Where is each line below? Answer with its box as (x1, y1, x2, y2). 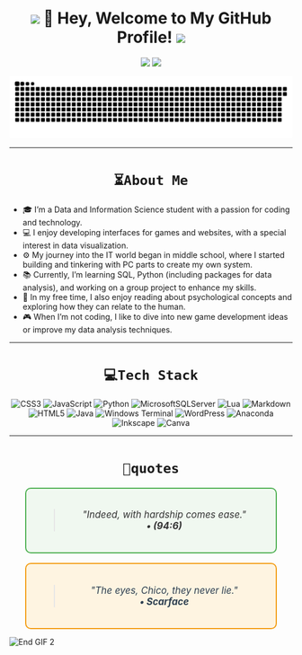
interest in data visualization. (22, 240, 129, 251)
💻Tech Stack (103, 367, 199, 384)
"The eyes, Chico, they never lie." (90, 584, 238, 597)
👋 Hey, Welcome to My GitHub (43, 8, 272, 29)
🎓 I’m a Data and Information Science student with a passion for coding (22, 204, 290, 215)
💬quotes (122, 460, 180, 477)
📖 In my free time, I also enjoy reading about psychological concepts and (22, 291, 292, 302)
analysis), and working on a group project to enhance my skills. (22, 282, 257, 293)
